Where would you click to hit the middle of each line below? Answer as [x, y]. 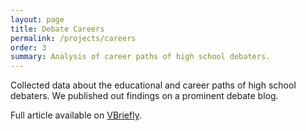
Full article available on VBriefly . [76, 115]
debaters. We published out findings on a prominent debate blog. [144, 96]
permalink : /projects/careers [73, 38]
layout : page [37, 19]
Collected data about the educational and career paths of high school [153, 85]
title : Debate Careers [57, 29]
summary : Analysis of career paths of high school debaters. [140, 57]
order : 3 [28, 47]
